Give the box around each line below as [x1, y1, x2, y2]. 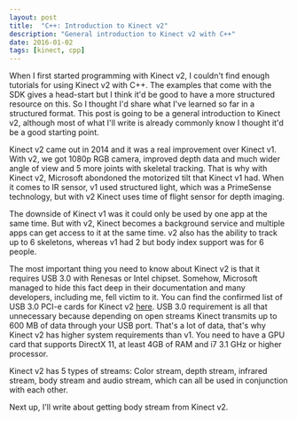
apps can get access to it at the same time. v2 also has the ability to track [9, 227, 277, 238]
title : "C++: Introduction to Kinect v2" [9, 21, 168, 30]
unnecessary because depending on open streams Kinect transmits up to [9, 311, 277, 322]
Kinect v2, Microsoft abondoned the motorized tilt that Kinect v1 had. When [9, 172, 285, 183]
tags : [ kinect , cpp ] [9, 46, 86, 55]
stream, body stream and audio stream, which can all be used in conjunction [9, 375, 288, 386]
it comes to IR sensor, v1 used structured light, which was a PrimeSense [9, 182, 272, 193]
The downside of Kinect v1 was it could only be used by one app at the [9, 209, 268, 219]
